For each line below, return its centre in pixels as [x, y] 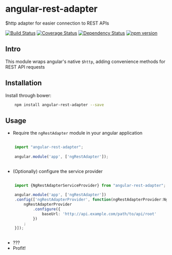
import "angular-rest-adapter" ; [49, 147]
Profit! [19, 248]
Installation [24, 83]
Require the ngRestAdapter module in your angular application [78, 133]
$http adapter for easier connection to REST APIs [57, 23]
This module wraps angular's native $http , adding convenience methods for [85, 61]
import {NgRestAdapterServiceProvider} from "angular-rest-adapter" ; [90, 185]
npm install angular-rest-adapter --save [59, 105]
